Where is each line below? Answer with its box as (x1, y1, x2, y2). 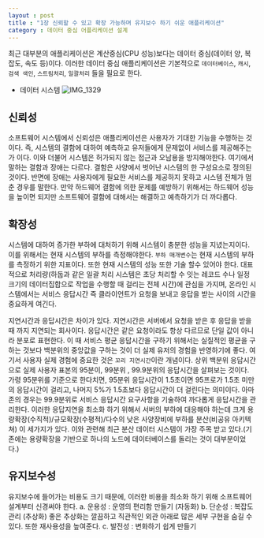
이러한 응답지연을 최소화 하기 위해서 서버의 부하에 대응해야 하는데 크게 (31, 405, 246, 414)
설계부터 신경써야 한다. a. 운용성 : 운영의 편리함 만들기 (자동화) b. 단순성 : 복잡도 (8, 502, 254, 511)
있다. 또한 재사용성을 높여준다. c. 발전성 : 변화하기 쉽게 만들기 (8, 521, 197, 531)
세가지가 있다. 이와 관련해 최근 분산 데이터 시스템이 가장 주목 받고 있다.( (27, 424, 246, 434)
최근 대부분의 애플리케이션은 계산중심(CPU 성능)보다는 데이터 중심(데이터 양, (8, 49, 243, 58)
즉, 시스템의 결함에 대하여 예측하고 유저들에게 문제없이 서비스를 (24, 143, 218, 152)
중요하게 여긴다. (8, 299, 58, 308)
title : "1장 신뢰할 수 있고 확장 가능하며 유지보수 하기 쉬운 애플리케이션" (8, 19, 225, 27)
